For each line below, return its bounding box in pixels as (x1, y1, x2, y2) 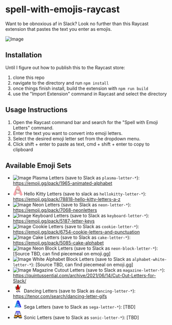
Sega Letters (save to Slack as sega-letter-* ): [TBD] (24, 304, 136, 310)
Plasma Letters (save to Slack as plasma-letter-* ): (32, 175, 140, 181)
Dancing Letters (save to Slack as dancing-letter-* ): (24, 288, 136, 294)
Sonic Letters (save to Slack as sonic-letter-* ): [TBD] (24, 314, 140, 321)
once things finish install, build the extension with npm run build (12, 85, 148, 91)
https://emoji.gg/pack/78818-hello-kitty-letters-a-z (12, 196, 121, 202)
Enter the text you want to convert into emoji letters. (12, 130, 123, 136)
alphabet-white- (132, 257, 167, 262)
